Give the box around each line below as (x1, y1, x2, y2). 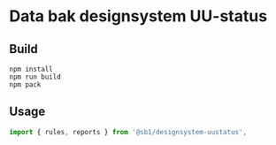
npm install (9, 65, 53, 73)
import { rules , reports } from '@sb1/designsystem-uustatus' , (9, 127, 248, 136)
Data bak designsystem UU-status (9, 6, 268, 27)
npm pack (9, 80, 42, 89)
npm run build (9, 72, 62, 81)
